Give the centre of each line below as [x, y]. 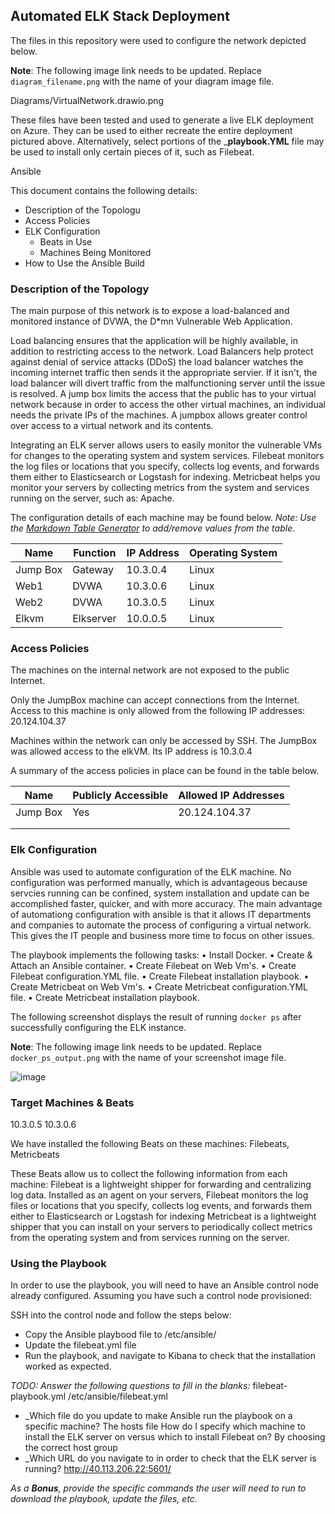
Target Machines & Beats [72, 1102]
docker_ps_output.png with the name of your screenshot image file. [148, 1057]
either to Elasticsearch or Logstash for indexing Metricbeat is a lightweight [163, 1216]
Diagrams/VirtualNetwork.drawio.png [87, 100]
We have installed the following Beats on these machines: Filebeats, [150, 1143]
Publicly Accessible [120, 796]
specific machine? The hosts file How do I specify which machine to [165, 1426]
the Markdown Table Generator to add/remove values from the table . [153, 528]
